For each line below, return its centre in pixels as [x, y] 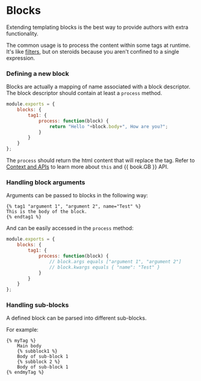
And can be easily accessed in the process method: [70, 228]
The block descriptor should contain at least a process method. [84, 93]
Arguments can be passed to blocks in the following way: [77, 196]
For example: [23, 330]
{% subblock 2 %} [39, 362]
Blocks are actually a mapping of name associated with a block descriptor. [98, 87]
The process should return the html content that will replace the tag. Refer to [100, 161]
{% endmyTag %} [25, 373]
